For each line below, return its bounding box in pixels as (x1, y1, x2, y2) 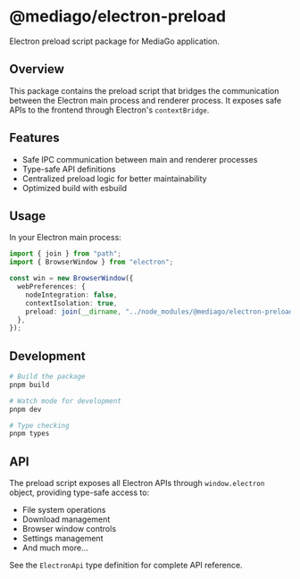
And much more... (21, 542, 88, 553)
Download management (21, 514, 111, 524)
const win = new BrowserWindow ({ (9, 274, 134, 283)
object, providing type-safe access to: (9, 487, 150, 498)
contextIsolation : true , (25, 298, 118, 307)
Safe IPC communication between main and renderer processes (21, 154, 258, 164)
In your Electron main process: (9, 232, 122, 243)
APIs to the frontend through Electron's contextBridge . (9, 105, 210, 115)
